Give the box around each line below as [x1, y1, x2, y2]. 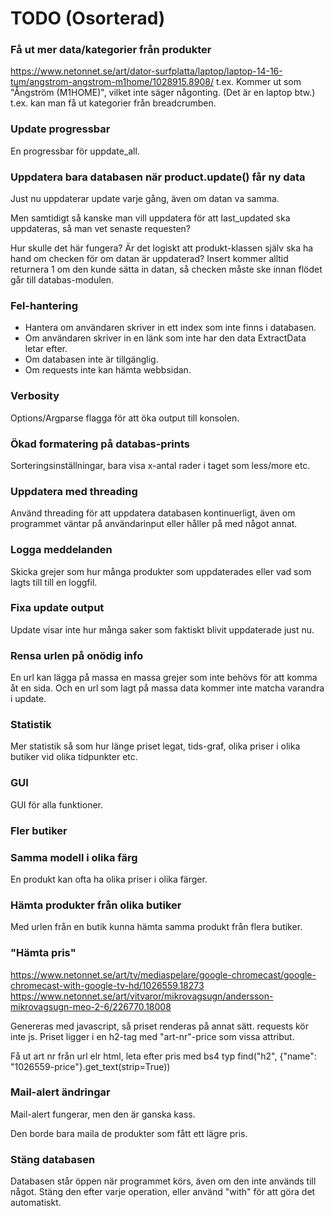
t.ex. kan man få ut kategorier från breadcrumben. [10, 97, 217, 109]
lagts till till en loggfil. [10, 576, 98, 588]
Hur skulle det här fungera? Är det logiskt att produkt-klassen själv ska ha [10, 242, 314, 254]
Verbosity [10, 389, 60, 403]
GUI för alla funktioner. [10, 798, 104, 811]
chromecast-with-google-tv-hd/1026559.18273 [10, 979, 205, 991]
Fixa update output [10, 601, 105, 615]
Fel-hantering [10, 299, 79, 312]
